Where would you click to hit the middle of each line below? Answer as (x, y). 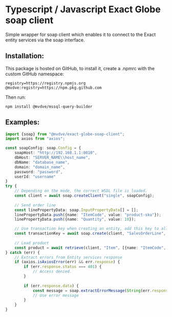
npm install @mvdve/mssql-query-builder (49, 107)
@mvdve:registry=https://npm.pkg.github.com (53, 88)
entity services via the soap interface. (45, 40)
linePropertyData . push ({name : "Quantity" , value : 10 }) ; (76, 219)
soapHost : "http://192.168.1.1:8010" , (56, 153)
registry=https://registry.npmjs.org (46, 83)
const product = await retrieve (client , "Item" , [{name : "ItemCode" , (90, 248)
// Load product (32, 243)
